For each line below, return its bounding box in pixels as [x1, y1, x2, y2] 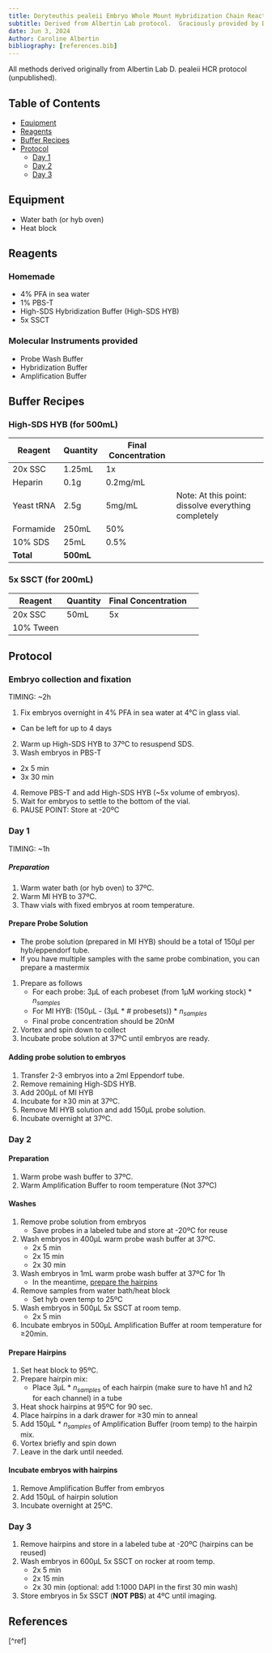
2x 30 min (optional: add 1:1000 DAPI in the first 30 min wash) [32, 1582, 239, 1592]
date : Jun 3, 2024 [8, 27, 70, 35]
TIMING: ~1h [8, 844, 50, 854]
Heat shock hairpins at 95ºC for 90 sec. [19, 1402, 153, 1411]
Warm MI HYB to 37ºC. [19, 891, 97, 901]
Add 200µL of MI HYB [19, 1087, 94, 1097]
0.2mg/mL [105, 477, 146, 488]
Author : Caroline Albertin [8, 34, 100, 43]
